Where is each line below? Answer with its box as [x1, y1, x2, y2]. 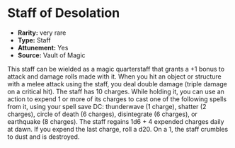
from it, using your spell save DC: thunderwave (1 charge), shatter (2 [7, 102, 207, 110]
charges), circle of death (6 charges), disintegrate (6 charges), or [7, 110, 198, 118]
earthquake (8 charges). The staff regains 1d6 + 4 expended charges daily [7, 117, 224, 125]
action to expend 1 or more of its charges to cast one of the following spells [7, 94, 227, 103]
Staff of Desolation [7, 5, 120, 21]
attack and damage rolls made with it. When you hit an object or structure [7, 72, 222, 81]
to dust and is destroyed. [7, 132, 80, 141]
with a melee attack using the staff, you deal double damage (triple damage [7, 79, 228, 88]
